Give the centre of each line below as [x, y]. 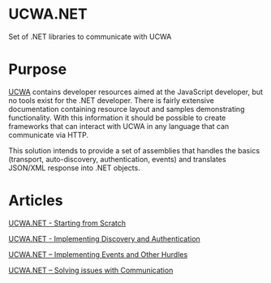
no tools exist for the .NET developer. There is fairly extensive [112, 100]
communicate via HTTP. [49, 135]
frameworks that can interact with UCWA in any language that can [119, 126]
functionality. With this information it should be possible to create [117, 118]
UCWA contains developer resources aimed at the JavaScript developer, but [136, 92]
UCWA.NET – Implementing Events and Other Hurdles [98, 254]
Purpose [38, 69]
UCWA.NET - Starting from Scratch [67, 223]
